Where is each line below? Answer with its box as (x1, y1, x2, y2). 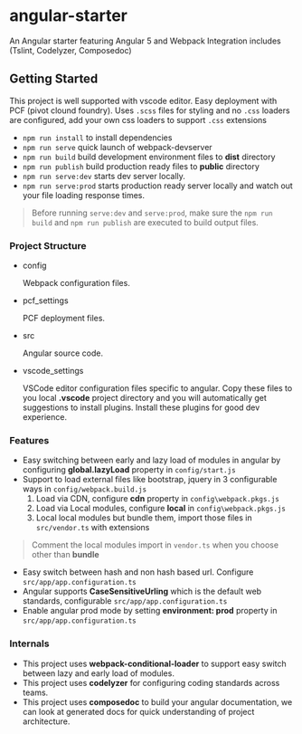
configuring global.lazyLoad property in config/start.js (22, 464, 237, 475)
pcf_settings (22, 295, 70, 306)
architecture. (22, 716, 71, 727)
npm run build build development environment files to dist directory (22, 151, 276, 162)
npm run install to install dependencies (22, 132, 173, 143)
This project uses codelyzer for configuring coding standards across (22, 677, 280, 688)
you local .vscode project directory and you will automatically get (22, 393, 267, 404)
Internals (9, 637, 50, 650)
